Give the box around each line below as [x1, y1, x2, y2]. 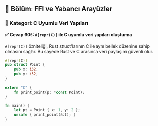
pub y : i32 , [14, 72, 38, 77]
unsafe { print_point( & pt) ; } [14, 112, 76, 117]
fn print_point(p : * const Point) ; [14, 90, 85, 94]
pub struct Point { [5, 63, 45, 67]
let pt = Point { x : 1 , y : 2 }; [14, 108, 80, 113]
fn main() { [5, 103, 30, 108]
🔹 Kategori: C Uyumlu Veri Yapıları [5, 20, 89, 27]
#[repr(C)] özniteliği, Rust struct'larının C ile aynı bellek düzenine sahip [5, 43, 150, 49]
